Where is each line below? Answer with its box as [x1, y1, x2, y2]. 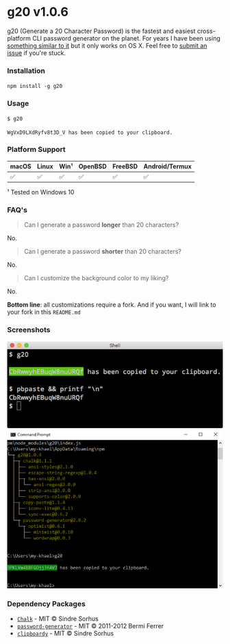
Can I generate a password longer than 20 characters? [23, 221, 179, 229]
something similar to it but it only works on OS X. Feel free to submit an [7, 41, 207, 49]
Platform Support [7, 145, 66, 155]
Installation [7, 66, 46, 76]
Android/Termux [143, 162, 192, 170]
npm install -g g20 [7, 83, 63, 90]
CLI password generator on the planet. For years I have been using [31, 34, 220, 42]
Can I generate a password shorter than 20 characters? [23, 247, 181, 256]
